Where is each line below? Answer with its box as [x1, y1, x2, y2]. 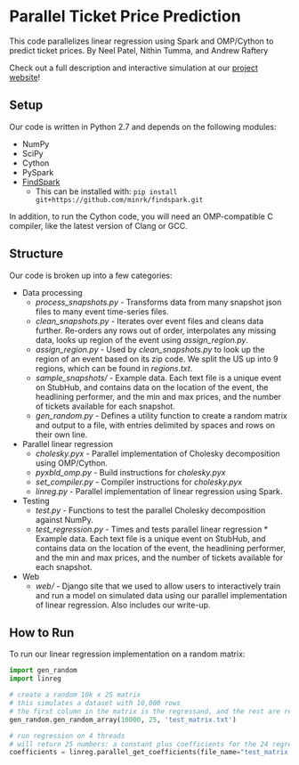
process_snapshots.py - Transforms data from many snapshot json [35, 297, 282, 307]
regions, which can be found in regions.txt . [35, 362, 193, 373]
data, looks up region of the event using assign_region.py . [35, 334, 249, 345]
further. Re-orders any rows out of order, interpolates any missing [35, 325, 277, 336]
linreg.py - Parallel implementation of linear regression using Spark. [35, 485, 283, 496]
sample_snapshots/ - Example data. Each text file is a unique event [35, 372, 282, 383]
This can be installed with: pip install [35, 185, 178, 197]
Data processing [21, 287, 83, 297]
